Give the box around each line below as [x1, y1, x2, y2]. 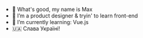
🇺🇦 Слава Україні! [11, 25, 60, 32]
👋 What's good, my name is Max [11, 6, 93, 13]
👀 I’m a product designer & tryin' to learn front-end [11, 12, 138, 19]
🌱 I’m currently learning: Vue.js [11, 19, 89, 25]
